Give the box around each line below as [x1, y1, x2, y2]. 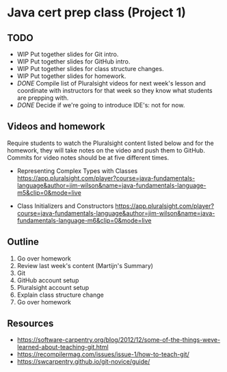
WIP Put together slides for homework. [16, 72, 126, 80]
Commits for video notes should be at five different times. [7, 153, 170, 161]
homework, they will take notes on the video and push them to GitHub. [7, 146, 205, 155]
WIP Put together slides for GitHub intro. [16, 57, 131, 66]
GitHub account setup [16, 276, 79, 284]
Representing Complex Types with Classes [16, 166, 138, 175]
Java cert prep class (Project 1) [7, 5, 187, 21]
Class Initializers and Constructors [16, 202, 114, 210]
